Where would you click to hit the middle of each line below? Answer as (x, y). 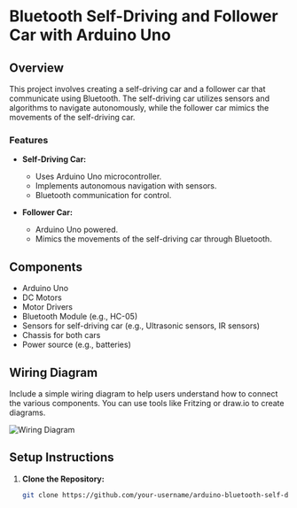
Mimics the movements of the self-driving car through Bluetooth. (153, 239)
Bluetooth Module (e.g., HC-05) (80, 317)
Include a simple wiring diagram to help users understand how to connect (144, 393)
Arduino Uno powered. (77, 230)
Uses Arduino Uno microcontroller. (98, 177)
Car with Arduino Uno (90, 35)
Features (29, 140)
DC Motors (42, 297)
